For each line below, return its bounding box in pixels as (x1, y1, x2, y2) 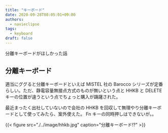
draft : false (5, 36, 33, 41)
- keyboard (10, 31, 33, 36)
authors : (5, 17, 24, 22)
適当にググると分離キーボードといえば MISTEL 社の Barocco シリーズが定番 (5, 81, 163, 87)
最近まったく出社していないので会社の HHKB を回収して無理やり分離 (5, 105, 148, 111)
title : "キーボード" (5, 7, 45, 13)
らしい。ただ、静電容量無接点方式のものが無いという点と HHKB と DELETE (5, 87, 162, 93)
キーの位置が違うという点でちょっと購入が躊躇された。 (5, 93, 120, 99)
